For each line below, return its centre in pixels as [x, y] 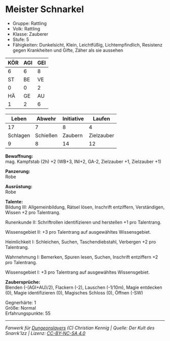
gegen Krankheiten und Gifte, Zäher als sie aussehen [68, 50]
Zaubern [73, 135]
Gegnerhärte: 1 [21, 303]
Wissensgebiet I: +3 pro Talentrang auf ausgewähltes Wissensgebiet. [78, 272]
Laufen [101, 118]
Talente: [14, 201]
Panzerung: [18, 171]
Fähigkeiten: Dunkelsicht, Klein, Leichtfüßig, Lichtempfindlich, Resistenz [88, 45]
